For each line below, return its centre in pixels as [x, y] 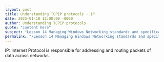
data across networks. [28, 55]
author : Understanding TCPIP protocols [46, 23]
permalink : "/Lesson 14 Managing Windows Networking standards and [75, 37]
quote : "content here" [28, 28]
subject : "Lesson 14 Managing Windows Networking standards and [72, 32]
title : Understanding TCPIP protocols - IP [50, 14]
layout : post [18, 9]
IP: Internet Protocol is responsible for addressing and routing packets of [78, 50]
